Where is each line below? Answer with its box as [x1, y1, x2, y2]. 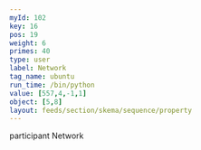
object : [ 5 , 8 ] [9, 97, 63, 107]
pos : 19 [9, 30, 39, 39]
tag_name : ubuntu [9, 72, 75, 81]
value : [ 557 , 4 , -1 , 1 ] [9, 89, 88, 98]
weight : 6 [9, 38, 47, 48]
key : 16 [9, 22, 39, 31]
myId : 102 [9, 13, 47, 23]
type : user [9, 55, 51, 64]
